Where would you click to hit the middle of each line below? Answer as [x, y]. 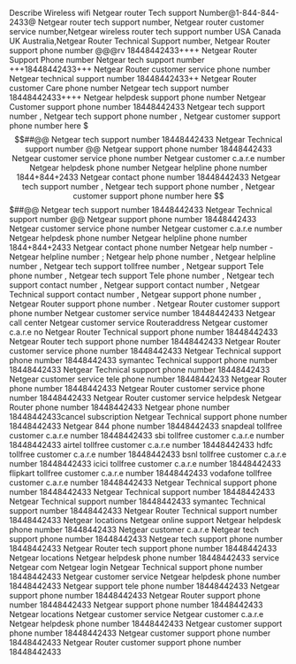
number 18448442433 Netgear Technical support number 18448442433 [142, 492]
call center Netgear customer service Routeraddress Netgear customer [139, 323]
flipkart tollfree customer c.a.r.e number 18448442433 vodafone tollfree [140, 473]
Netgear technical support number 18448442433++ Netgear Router [133, 78]
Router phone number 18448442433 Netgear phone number [119, 407]
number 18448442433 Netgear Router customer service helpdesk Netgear [145, 398]
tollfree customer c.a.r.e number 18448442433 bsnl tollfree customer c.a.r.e [148, 454]
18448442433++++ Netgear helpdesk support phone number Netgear [138, 97]
